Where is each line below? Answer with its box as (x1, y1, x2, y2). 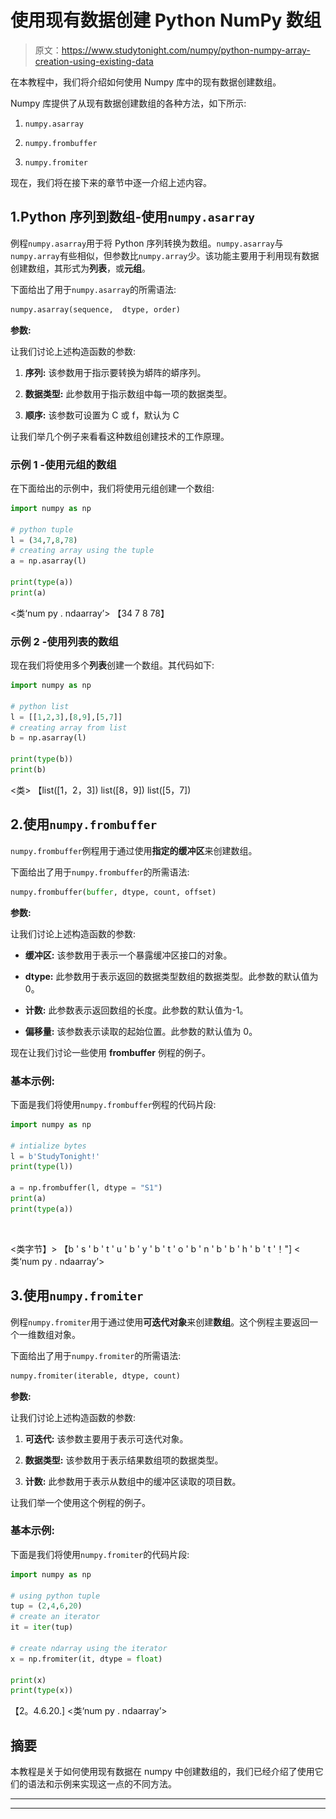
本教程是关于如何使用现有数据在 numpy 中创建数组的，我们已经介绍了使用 (10, 1766, 315, 1778)
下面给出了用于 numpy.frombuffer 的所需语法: (10, 866, 190, 878)
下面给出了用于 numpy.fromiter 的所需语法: (10, 1349, 182, 1361)
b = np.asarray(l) (10, 733, 87, 743)
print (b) (10, 765, 47, 775)
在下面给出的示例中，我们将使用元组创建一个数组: (10, 482, 215, 494)
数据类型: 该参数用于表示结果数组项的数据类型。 (24, 1454, 224, 1466)
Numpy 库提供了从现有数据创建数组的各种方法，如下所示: (10, 97, 247, 109)
